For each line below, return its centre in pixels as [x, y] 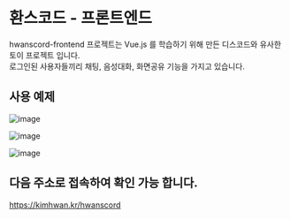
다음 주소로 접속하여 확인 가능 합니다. [103, 183]
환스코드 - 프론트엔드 [81, 18]
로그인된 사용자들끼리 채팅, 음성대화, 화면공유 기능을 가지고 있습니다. [127, 66]
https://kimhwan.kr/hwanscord [65, 205]
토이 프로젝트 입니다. [45, 55]
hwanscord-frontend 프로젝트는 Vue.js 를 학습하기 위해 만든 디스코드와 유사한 [145, 44]
